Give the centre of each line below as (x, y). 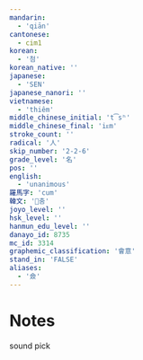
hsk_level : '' (36, 218)
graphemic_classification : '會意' (73, 251)
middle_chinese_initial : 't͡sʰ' (70, 118)
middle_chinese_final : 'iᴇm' (63, 127)
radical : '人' (35, 143)
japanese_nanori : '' (48, 92)
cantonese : (30, 34)
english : (26, 176)
